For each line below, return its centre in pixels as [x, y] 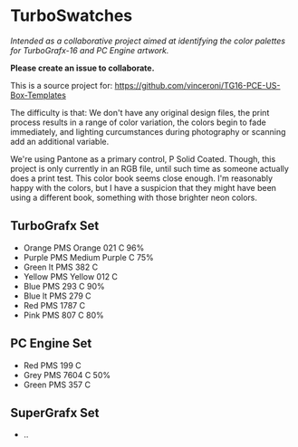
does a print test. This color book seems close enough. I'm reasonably [142, 178]
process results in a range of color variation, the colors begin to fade [138, 122]
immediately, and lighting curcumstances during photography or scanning [148, 131]
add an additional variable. [60, 141]
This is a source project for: [62, 85]
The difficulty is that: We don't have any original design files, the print [140, 112]
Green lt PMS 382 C [61, 267]
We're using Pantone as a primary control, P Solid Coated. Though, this [143, 158]
